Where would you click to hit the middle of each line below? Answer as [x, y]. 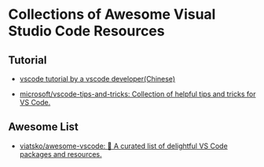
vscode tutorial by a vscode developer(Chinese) [97, 79]
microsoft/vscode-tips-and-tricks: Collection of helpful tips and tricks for [137, 94]
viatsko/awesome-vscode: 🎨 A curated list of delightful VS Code [123, 146]
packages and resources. [60, 154]
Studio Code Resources [86, 31]
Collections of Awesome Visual [112, 15]
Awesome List [43, 127]
